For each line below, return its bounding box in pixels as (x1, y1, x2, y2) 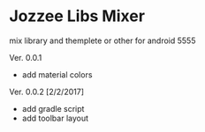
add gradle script (21, 103, 85, 114)
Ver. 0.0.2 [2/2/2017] (9, 86, 84, 97)
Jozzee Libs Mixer (9, 6, 146, 26)
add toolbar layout (21, 113, 89, 123)
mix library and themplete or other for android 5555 (9, 35, 196, 46)
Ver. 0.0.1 (9, 52, 42, 62)
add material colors (21, 69, 93, 80)
